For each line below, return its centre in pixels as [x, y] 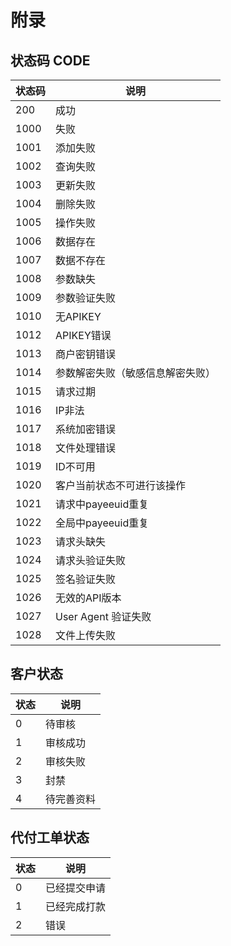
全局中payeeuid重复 [102, 523]
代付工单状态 [50, 837]
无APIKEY [78, 316]
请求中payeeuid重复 [102, 504]
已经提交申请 [76, 888]
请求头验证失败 [91, 560]
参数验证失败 [86, 298]
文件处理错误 [86, 448]
